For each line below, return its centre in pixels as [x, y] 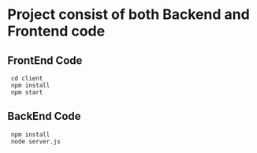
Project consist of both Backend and [128, 15]
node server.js [35, 141]
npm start [27, 92]
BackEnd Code [44, 116]
